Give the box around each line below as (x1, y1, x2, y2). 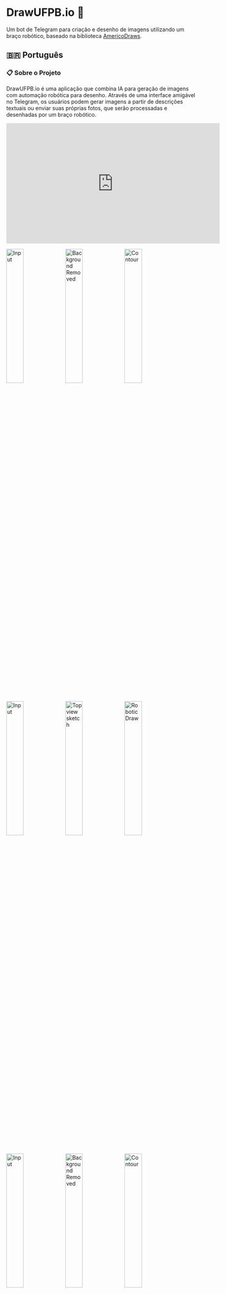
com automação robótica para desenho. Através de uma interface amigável (6, 91, 196, 98)
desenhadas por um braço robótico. (6, 111, 96, 118)
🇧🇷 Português (6, 50, 63, 61)
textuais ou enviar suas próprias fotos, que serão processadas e (6, 104, 168, 112)
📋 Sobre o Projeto (6, 68, 61, 77)
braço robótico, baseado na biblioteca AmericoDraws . (6, 32, 142, 39)
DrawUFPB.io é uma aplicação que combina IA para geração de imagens (6, 85, 189, 92)
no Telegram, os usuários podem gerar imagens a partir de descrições (6, 98, 183, 105)
